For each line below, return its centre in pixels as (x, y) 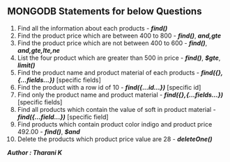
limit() (26, 65)
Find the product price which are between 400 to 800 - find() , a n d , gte (119, 35)
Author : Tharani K (35, 152)
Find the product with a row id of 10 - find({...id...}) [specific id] (109, 87)
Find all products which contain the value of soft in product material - (116, 109)
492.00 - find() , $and (48, 131)
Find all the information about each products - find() (92, 28)
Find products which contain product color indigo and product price (115, 124)
